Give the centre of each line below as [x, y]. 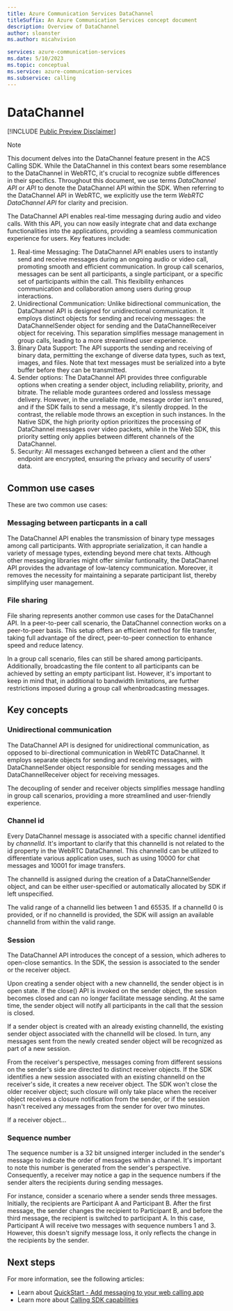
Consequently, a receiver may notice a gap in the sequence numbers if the [114, 1175]
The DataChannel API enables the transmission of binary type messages [111, 538]
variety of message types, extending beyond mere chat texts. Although [109, 553]
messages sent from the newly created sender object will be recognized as [115, 1041]
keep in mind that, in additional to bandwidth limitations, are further [103, 681]
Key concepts [38, 710]
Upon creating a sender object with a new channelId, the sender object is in [115, 983]
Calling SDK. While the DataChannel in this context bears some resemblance [117, 166]
